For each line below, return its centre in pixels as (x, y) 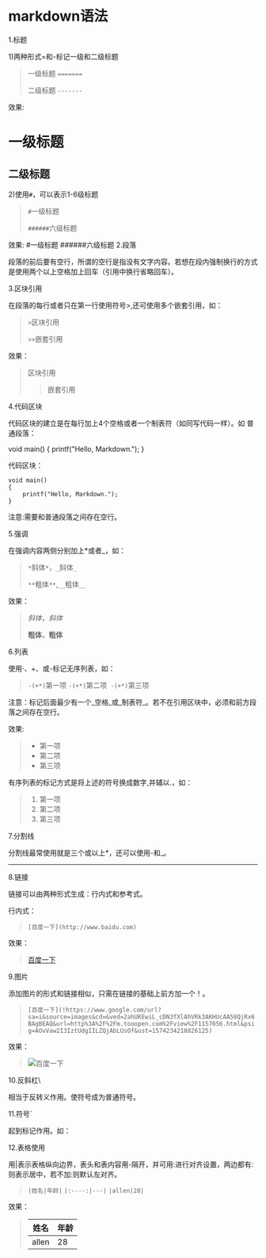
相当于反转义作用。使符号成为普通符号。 (74, 1097)
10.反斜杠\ (25, 1080)
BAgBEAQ (40, 1023)
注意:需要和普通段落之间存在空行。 (65, 517)
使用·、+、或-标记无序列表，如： (62, 668)
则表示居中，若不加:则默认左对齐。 (65, 1174)
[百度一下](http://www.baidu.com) (82, 927)
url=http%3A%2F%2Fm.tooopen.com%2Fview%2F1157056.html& (150, 1023)
